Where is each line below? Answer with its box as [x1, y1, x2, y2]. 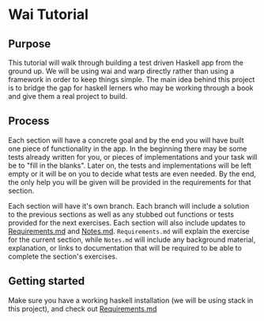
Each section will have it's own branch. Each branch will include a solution [8, 201, 250, 210]
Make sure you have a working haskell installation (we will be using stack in [8, 295, 254, 305]
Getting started [8, 274, 85, 288]
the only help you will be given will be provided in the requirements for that [8, 177, 251, 187]
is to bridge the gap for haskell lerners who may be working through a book [8, 83, 254, 93]
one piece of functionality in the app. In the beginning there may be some [8, 144, 247, 153]
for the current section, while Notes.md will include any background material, [8, 235, 256, 244]
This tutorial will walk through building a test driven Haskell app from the [8, 58, 243, 67]
